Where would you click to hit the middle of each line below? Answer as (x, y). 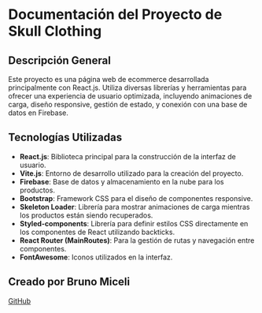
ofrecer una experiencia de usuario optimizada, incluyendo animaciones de (130, 96)
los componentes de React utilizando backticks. (97, 232)
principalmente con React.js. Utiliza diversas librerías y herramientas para (127, 88)
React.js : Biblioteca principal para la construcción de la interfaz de (127, 156)
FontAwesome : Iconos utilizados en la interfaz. (96, 257)
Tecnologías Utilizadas (65, 138)
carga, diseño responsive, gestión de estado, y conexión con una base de (128, 104)
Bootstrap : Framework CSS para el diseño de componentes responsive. (136, 198)
